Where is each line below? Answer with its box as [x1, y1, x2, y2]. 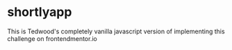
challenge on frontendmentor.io [7, 34, 97, 42]
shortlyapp [7, 4, 72, 20]
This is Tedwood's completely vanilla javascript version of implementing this [7, 27, 225, 35]
